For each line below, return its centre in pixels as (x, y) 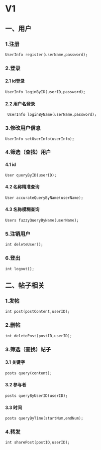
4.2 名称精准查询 (22, 187)
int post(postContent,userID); (38, 312)
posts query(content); (29, 373)
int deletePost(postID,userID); (39, 336)
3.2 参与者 (16, 385)
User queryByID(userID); (31, 175)
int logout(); (20, 269)
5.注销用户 (18, 234)
